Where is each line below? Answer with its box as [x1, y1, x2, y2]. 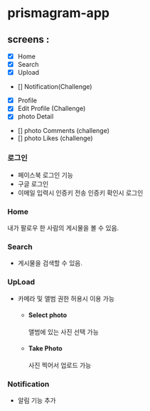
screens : [7, 33, 50, 46]
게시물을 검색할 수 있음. [17, 259, 83, 267]
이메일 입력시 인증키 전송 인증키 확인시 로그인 [17, 188, 144, 197]
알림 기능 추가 [17, 396, 56, 405]
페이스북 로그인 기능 [17, 171, 73, 179]
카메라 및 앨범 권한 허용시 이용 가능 [17, 294, 115, 303]
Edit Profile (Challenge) [17, 105, 86, 113]
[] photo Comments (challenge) [17, 127, 110, 135]
